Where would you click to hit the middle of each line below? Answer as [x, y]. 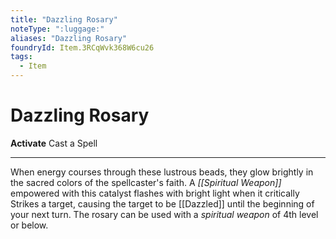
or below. [29, 225]
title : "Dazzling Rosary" [64, 19]
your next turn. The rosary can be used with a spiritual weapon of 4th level [164, 214]
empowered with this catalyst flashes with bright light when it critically [155, 193]
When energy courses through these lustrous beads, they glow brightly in [162, 172]
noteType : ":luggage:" [57, 29]
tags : [21, 57]
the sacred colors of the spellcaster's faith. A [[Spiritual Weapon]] [146, 182]
